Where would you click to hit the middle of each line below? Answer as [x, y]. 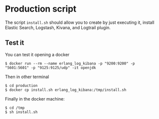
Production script [41, 9]
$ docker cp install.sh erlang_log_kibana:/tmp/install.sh [66, 90]
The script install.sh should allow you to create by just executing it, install [80, 22]
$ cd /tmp [15, 108]
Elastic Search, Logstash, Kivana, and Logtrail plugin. [58, 27]
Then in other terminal [27, 77]
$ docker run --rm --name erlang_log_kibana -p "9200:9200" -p [70, 63]
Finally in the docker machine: [35, 99]
